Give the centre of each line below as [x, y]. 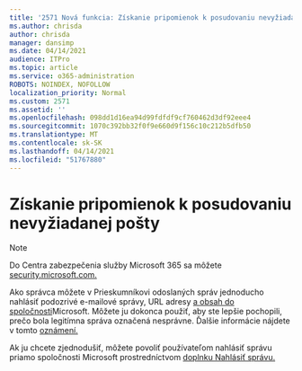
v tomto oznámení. [44, 331]
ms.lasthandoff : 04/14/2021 [62, 151]
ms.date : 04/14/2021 [48, 51]
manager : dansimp [42, 43]
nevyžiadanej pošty [84, 223]
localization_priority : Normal [68, 93]
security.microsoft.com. [53, 275]
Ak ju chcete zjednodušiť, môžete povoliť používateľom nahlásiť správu [141, 348]
